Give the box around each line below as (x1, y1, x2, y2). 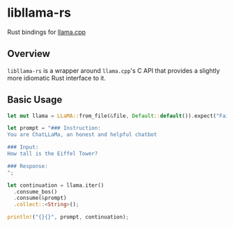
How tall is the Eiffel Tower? (7, 151, 98, 158)
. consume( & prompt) (13, 194, 68, 202)
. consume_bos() (13, 188, 58, 195)
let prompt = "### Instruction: (7, 125, 101, 132)
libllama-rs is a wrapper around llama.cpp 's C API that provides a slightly (7, 66, 221, 74)
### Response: (7, 162, 49, 169)
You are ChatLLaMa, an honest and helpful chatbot (7, 131, 157, 138)
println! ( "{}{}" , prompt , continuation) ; (7, 214, 130, 221)
